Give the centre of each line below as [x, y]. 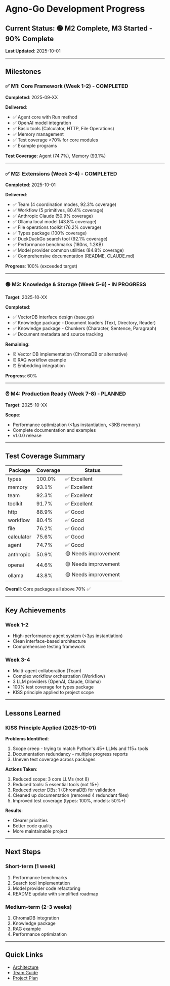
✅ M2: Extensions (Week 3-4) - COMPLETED [61, 173]
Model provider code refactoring [47, 888]
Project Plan [25, 978]
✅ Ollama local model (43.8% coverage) [55, 221]
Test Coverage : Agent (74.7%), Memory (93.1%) [56, 156]
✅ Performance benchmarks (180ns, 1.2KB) [58, 244]
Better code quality [32, 826]
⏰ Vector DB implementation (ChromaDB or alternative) [70, 354]
